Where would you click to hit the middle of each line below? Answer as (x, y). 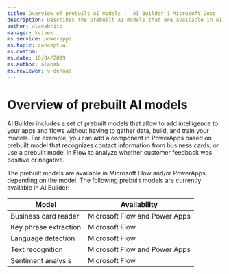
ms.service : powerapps (39, 39)
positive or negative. (36, 160)
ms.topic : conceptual (38, 45)
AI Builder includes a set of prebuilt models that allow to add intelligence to (113, 123)
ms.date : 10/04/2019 (37, 58)
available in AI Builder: (38, 188)
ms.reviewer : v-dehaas (39, 71)
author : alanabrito (35, 26)
